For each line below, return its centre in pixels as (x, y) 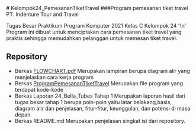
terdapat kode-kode (39, 89)
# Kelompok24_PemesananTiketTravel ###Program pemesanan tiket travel (97, 8)
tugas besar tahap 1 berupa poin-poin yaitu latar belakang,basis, (93, 102)
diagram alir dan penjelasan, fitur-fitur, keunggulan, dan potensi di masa (102, 108)
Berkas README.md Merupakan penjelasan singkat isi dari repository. (100, 121)
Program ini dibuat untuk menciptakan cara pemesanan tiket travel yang (94, 32)
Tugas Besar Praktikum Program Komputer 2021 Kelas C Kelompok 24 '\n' (96, 26)
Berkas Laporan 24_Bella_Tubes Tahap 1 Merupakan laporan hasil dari (100, 96)
